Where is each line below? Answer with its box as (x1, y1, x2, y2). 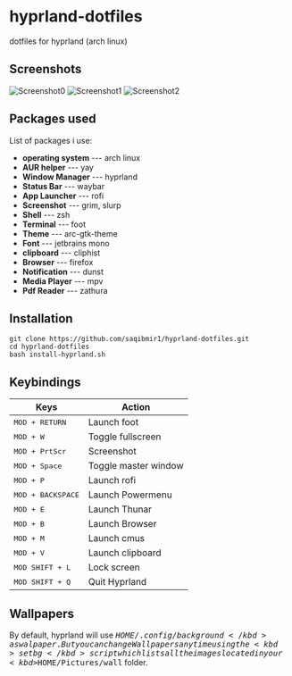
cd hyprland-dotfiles (9, 342, 90, 352)
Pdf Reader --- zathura (21, 285, 109, 296)
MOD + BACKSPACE (13, 489, 80, 499)
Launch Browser (88, 518, 157, 530)
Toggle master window (88, 460, 184, 472)
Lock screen (88, 561, 140, 573)
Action (121, 401, 151, 413)
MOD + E (13, 505, 45, 514)
